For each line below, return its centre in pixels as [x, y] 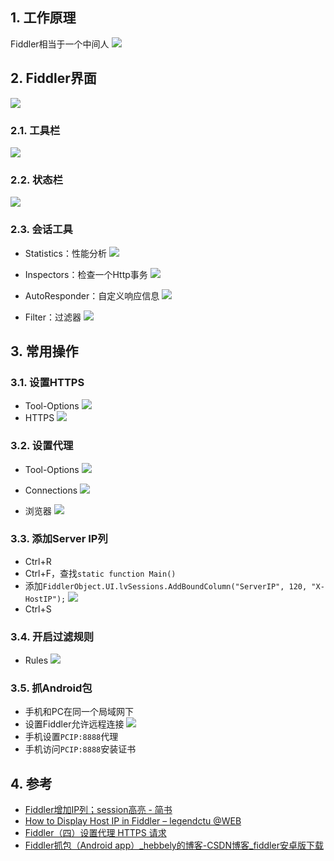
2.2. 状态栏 [36, 180]
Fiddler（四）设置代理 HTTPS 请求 [95, 833]
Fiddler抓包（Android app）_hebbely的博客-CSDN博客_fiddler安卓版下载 [174, 845]
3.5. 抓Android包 [51, 688]
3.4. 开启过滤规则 [52, 636]
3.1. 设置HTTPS [47, 382]
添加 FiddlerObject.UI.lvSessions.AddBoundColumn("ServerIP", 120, [166, 585]
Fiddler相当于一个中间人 [60, 44]
